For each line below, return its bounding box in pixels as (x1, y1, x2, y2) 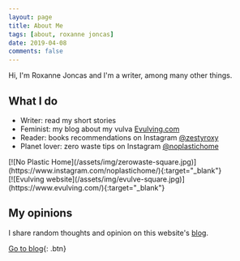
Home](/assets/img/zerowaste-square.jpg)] (51, 156, 197, 166)
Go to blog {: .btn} (8, 243, 66, 253)
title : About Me (8, 21, 63, 30)
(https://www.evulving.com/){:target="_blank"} (8, 182, 165, 192)
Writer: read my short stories (19, 115, 116, 125)
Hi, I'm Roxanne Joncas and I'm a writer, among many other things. (8, 71, 233, 80)
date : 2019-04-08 (8, 39, 67, 47)
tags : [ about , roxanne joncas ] (8, 30, 114, 38)
